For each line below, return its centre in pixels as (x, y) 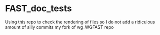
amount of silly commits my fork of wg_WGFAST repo (60, 27)
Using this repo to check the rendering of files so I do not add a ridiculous (80, 22)
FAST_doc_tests (39, 9)
